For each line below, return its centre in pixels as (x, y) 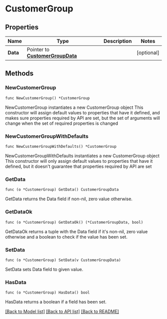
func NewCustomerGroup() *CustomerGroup (48, 98)
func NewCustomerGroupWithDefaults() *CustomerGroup (61, 146)
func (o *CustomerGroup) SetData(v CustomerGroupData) (63, 260)
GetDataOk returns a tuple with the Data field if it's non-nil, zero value (77, 231)
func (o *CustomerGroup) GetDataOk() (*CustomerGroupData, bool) (74, 222)
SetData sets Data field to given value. (44, 269)
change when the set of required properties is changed (62, 123)
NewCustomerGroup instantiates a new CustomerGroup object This (74, 107)
